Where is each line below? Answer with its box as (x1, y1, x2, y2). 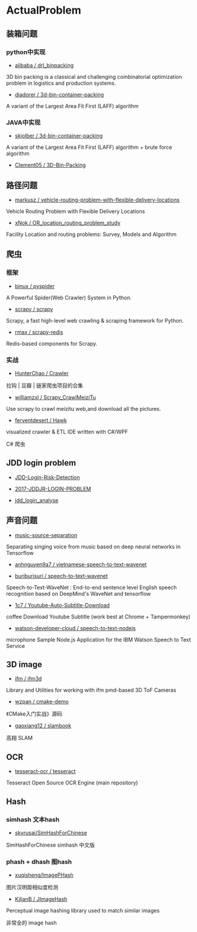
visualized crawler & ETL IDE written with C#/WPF (6, 428, 129, 435)
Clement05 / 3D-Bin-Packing (14, 161, 86, 169)
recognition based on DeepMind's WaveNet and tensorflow (6, 590, 151, 597)
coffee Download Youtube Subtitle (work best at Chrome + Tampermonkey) (6, 613, 191, 620)
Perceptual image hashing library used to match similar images (6, 907, 160, 914)
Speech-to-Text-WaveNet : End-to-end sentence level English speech (6, 583, 177, 591)
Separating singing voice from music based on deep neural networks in (6, 543, 181, 550)
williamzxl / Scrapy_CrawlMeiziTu (14, 394, 96, 401)
